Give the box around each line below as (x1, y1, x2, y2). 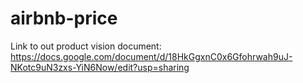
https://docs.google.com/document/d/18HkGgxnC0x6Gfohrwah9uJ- (10, 50, 293, 62)
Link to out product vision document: (10, 40, 162, 52)
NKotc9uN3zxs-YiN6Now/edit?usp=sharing (10, 61, 190, 73)
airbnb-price (10, 7, 118, 30)
